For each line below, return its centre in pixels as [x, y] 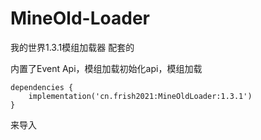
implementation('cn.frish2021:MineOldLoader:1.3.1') [140, 96]
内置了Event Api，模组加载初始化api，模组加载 [106, 68]
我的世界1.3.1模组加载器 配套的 [72, 47]
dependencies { [42, 87]
